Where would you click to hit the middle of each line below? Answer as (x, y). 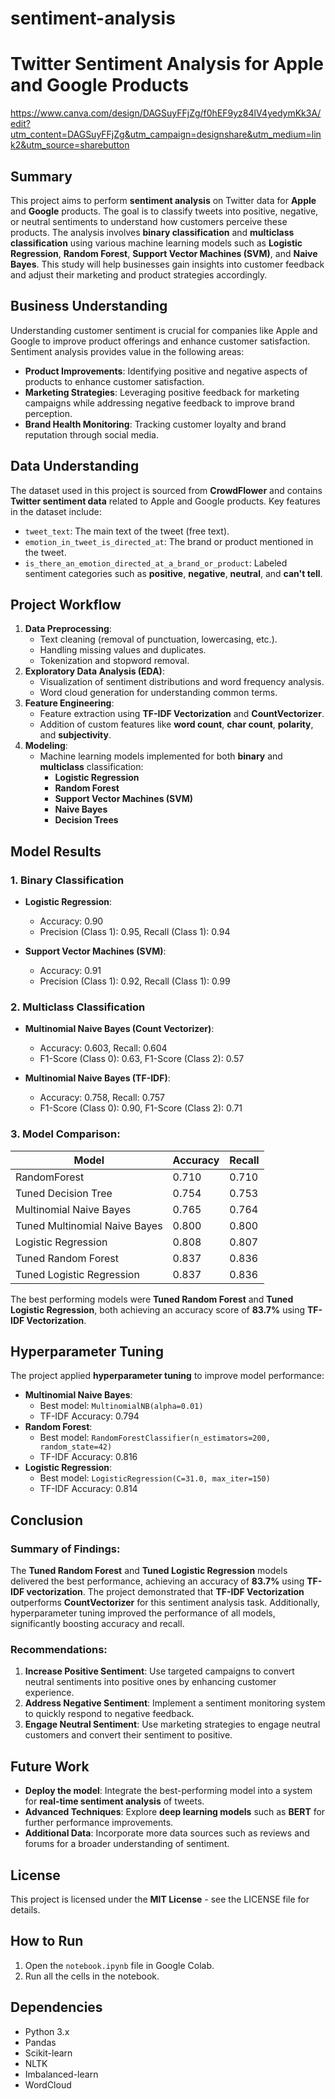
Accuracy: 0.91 (70, 971)
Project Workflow (66, 604)
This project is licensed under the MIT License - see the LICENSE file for (160, 1899)
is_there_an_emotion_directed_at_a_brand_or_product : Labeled (156, 563)
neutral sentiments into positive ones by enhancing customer (150, 1682)
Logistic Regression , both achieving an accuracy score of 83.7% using (158, 1309)
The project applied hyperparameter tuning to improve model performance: (167, 1376)
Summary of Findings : (65, 1549)
